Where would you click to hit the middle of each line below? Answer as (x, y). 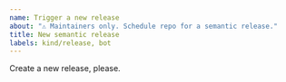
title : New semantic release (64, 34)
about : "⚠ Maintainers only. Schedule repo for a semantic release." (144, 26)
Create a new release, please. (65, 68)
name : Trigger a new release (64, 18)
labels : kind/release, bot (60, 43)
